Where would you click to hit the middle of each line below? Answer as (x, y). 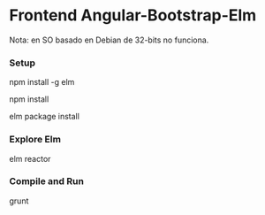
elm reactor (30, 158)
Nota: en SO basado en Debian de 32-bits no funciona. (109, 40)
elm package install (44, 117)
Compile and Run (46, 181)
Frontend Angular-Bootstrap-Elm (133, 15)
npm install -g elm (42, 82)
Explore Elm (35, 140)
